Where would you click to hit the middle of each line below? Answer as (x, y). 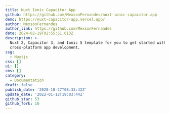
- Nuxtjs (19, 57)
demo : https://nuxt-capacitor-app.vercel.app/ (55, 19)
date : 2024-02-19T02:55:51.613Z (39, 33)
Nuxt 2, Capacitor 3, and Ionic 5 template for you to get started (82, 43)
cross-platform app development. (45, 47)
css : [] (13, 62)
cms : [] (13, 71)
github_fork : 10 (22, 104)
